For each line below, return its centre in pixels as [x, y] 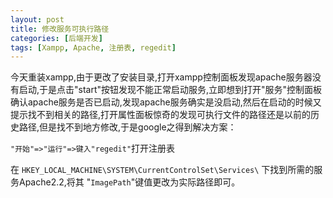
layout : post [37, 19]
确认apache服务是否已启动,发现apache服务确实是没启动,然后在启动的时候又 [166, 102]
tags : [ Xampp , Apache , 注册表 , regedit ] [93, 47]
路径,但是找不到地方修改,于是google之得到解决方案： [127, 127]
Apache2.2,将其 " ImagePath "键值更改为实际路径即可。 [129, 182]
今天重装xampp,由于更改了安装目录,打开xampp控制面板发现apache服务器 [161, 77]
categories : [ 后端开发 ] [56, 38]
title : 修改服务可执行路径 [60, 29]
